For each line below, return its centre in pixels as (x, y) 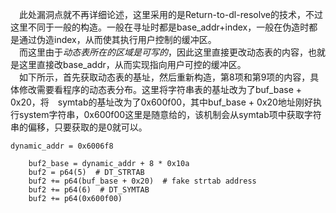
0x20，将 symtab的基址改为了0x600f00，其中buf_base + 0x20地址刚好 (161, 102)
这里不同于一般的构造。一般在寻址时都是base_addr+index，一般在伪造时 (160, 27)
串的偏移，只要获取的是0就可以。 (79, 127)
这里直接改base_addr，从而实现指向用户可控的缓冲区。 (132, 64)
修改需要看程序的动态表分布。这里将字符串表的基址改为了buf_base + (160, 89)
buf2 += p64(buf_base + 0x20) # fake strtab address (142, 181)
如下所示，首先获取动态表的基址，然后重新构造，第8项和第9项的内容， (165, 77)
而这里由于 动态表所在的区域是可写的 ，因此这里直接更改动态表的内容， (163, 52)
